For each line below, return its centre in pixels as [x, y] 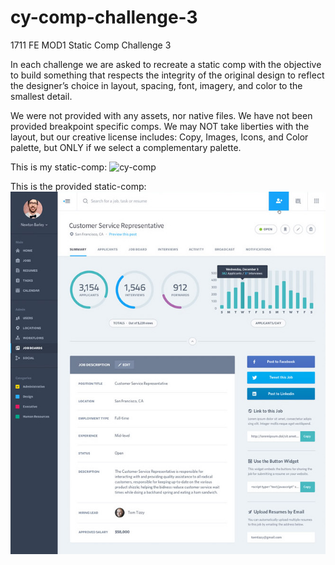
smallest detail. [41, 96]
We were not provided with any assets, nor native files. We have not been [161, 115]
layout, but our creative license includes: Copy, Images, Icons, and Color [159, 137]
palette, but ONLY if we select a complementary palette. [126, 147]
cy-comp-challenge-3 [104, 17]
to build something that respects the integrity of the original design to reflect [167, 75]
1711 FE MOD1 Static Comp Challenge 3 [91, 45]
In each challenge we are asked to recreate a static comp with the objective [166, 64]
